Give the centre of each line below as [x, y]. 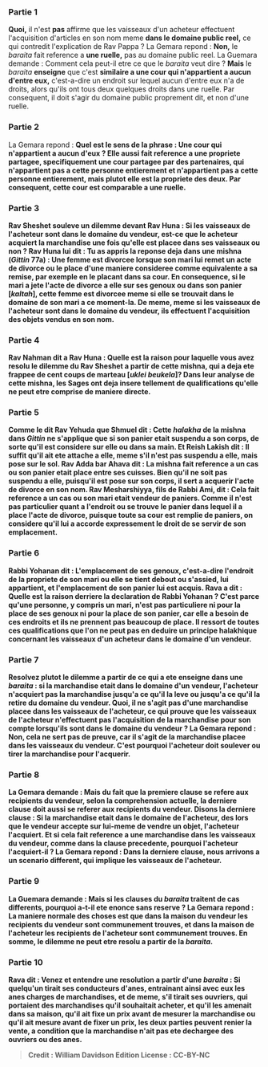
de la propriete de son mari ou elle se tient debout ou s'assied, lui [119, 579]
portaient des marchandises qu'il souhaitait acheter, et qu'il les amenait [130, 1005]
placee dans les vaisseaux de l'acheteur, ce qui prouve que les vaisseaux [133, 711]
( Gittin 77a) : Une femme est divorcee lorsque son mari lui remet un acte [130, 259]
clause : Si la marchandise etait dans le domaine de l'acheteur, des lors [128, 818]
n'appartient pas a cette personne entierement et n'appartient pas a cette [133, 170]
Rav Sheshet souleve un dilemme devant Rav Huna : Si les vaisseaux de [129, 225]
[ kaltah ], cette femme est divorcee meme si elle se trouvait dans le [121, 293]
